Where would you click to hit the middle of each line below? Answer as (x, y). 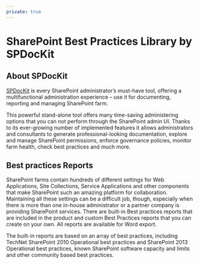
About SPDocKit (37, 76)
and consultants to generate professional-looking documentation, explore (97, 134)
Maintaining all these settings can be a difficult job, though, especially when (99, 199)
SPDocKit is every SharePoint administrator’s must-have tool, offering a (94, 90)
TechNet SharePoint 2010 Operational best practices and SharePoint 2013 (97, 242)
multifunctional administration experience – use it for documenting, (89, 97)
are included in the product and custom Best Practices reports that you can (99, 218)
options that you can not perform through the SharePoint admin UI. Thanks (98, 121)
